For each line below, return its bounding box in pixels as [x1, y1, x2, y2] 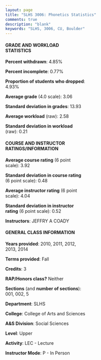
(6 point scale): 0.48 [5, 177, 48, 183]
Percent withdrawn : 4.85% [5, 59, 63, 65]
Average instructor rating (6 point [5, 187, 77, 193]
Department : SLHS [5, 301, 46, 307]
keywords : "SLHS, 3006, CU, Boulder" [5, 26, 85, 31]
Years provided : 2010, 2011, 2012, [5, 241, 76, 247]
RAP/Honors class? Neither [5, 275, 64, 282]
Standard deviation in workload [5, 123, 73, 129]
